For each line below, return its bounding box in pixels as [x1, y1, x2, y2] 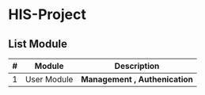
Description [114, 61, 160, 71]
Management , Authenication [80, 74, 194, 85]
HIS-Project [8, 6, 87, 24]
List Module [8, 37, 67, 51]
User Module [25, 74, 74, 85]
